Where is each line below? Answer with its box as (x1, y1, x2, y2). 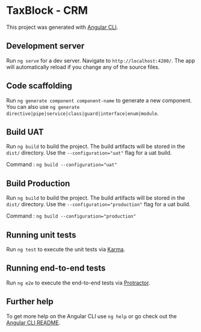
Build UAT (6, 127, 44, 137)
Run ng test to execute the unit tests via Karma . (6, 246, 125, 253)
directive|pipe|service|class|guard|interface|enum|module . (6, 109, 159, 117)
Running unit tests (6, 230, 76, 240)
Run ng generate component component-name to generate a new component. (6, 97, 193, 104)
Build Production (6, 178, 70, 188)
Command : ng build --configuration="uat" (6, 161, 117, 168)
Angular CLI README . (6, 319, 61, 326)
